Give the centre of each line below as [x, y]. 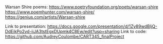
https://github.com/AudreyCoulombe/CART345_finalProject [65, 36]
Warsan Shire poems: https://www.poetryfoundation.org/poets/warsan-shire [82, 7]
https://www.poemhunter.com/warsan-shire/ [50, 12]
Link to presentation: [26, 26]
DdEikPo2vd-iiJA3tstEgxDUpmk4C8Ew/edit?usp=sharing [63, 31]
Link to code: [134, 31]
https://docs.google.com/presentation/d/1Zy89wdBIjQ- [102, 26]
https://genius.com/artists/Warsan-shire [45, 17]
